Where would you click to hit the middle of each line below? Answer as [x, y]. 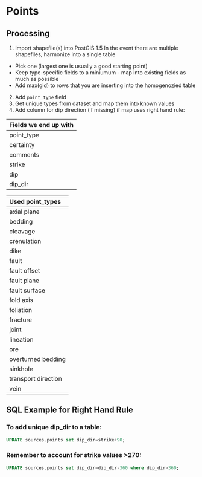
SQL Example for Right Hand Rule [70, 410]
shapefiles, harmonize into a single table [65, 54]
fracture [21, 320]
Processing [28, 34]
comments [24, 154]
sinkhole [21, 369]
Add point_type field [40, 97]
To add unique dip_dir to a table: [54, 427]
